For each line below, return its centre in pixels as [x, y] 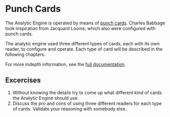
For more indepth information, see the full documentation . [65, 64]
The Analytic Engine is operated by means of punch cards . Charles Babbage [85, 23]
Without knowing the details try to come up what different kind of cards [87, 93]
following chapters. [25, 54]
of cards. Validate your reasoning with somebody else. [70, 109]
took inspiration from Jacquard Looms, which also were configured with [80, 28]
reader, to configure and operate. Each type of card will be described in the [84, 49]
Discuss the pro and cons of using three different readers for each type [87, 103]
